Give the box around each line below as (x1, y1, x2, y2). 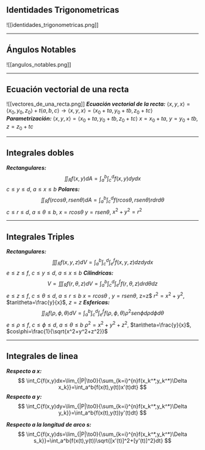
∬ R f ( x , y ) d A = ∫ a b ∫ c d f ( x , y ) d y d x (63, 174, 142, 183)
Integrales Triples (6, 232, 74, 242)
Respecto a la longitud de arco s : (6, 421, 92, 428)
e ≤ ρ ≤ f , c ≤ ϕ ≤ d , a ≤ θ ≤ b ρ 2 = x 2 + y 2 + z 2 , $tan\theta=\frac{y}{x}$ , (6, 320, 192, 328)
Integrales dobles (6, 148, 74, 158)
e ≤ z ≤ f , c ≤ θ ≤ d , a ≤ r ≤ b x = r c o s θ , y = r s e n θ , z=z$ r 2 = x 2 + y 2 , (6, 290, 185, 299)
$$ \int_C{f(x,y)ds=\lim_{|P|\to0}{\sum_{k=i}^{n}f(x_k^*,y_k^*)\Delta (18, 430, 187, 438)
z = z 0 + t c (6, 123, 34, 131)
